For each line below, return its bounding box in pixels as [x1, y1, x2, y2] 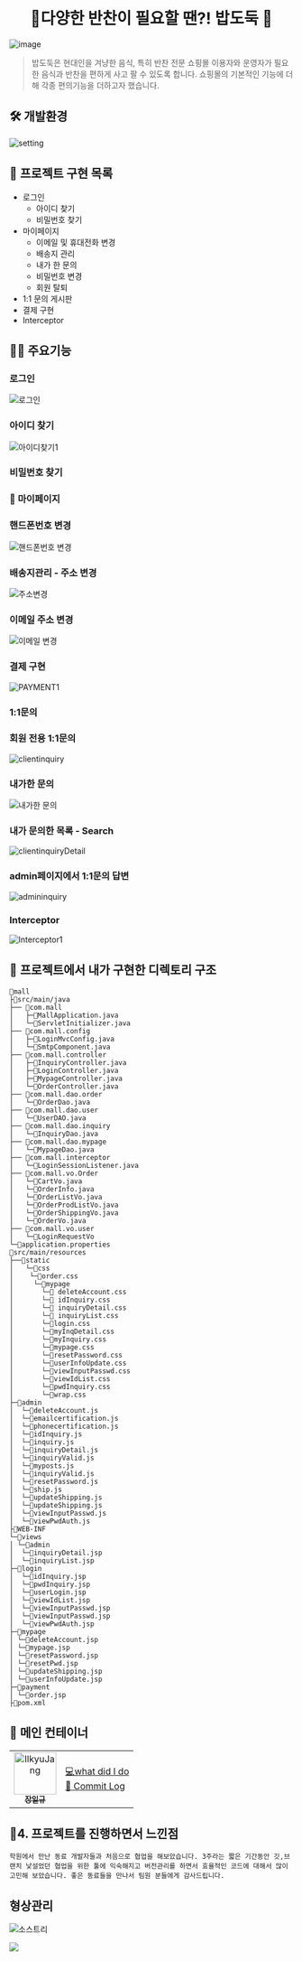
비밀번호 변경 [35, 270, 83, 281]
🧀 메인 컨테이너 [9, 1725, 88, 1741]
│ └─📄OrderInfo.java [9, 1184, 95, 1193]
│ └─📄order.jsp [9, 1690, 67, 1699]
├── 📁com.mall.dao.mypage [9, 1137, 106, 1146]
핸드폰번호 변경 [9, 519, 72, 532]
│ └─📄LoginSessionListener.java [9, 1161, 140, 1170]
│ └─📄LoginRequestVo [9, 1232, 95, 1241]
